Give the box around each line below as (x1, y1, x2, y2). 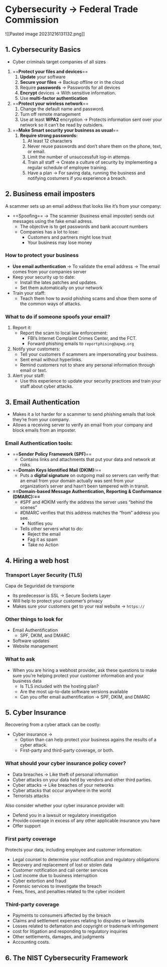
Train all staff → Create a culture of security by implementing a (27, 159, 157, 165)
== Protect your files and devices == (12, 68, 88, 74)
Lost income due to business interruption (12, 872, 98, 878)
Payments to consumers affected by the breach (12, 912, 111, 918)
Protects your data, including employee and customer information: (5, 847, 142, 853)
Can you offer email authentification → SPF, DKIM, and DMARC (20, 694, 150, 700)
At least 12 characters (27, 138, 73, 144)
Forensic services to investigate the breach (12, 883, 102, 889)
